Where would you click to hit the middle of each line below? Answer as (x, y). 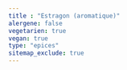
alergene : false (35, 23)
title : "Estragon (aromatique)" (64, 16)
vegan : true (28, 38)
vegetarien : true (37, 31)
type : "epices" (34, 46)
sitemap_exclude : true (46, 53)
